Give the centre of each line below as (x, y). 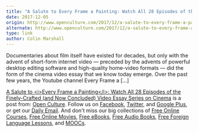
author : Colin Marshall (35, 39)
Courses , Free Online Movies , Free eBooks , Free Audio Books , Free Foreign (98, 117)
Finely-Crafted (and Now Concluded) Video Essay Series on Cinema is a (94, 98)
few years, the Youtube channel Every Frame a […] (68, 80)
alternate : (19, 28)
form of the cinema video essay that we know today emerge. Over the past (97, 74)
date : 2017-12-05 (27, 17)
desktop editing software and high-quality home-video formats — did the (95, 68)
